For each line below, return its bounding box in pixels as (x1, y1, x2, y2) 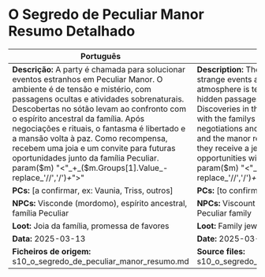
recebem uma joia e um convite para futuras (12, 142, 176, 153)
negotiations (196, 123, 243, 134)
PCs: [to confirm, (196, 185, 260, 196)
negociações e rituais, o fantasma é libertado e (12, 123, 186, 134)
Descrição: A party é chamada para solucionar (12, 64, 186, 75)
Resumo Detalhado (8, 22, 136, 40)
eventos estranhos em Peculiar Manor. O (12, 73, 163, 84)
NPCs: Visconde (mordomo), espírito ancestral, (12, 198, 188, 209)
